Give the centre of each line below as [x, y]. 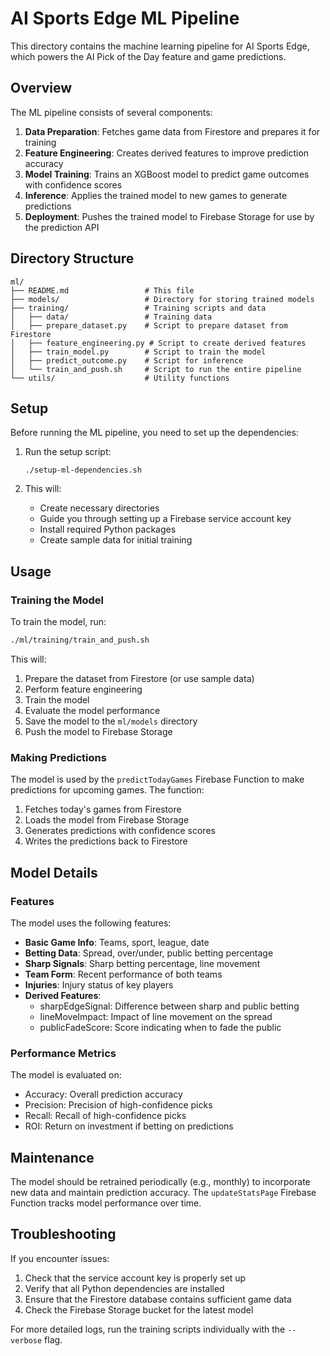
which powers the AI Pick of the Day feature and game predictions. [148, 56]
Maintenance [52, 1157]
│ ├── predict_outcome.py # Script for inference [127, 360]
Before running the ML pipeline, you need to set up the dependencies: [154, 433]
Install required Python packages [108, 529]
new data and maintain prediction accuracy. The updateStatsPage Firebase [163, 1193]
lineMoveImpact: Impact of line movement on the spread [156, 1016]
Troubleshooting [63, 1234]
